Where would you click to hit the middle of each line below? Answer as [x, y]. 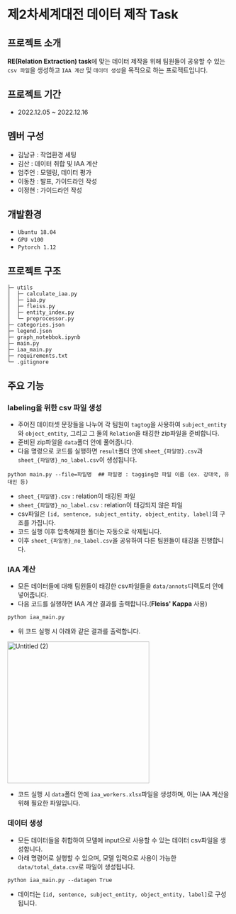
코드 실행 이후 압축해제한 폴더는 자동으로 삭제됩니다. [89, 531]
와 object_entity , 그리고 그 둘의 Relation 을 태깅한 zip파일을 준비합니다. [118, 433]
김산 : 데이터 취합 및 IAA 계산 [57, 163]
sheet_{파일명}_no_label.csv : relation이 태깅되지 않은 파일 [100, 504]
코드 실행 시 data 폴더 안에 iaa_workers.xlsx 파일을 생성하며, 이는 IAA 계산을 [123, 794]
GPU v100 [30, 240]
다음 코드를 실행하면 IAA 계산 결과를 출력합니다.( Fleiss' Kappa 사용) [112, 604]
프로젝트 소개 [34, 43]
